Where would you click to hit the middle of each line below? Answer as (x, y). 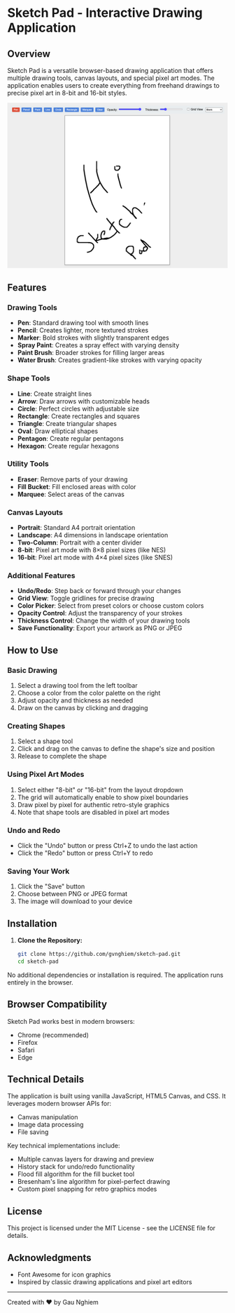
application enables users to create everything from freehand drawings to (114, 85)
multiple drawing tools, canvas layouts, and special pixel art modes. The (111, 78)
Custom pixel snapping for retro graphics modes (87, 1189)
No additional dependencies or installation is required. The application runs (115, 975)
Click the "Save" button (51, 886)
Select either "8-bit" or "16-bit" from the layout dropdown (100, 789)
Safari (26, 1050)
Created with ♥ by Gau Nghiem (53, 1302)
